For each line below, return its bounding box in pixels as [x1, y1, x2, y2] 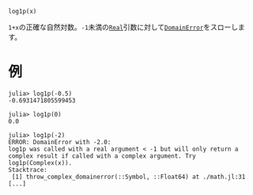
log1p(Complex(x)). [8, 159, 73, 166]
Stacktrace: [8, 166, 47, 174]
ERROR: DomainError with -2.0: [8, 138, 111, 146]
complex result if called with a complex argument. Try [8, 151, 196, 160]
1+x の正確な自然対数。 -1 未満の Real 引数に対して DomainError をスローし [8, 22, 239, 32]
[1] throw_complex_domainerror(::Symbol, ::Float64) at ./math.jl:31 [11, 173, 246, 181]
